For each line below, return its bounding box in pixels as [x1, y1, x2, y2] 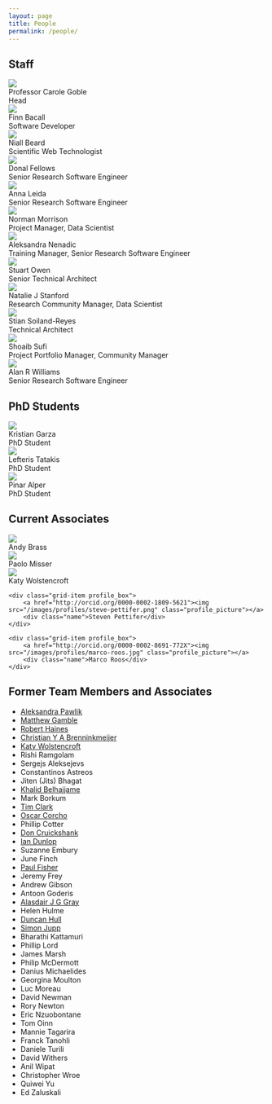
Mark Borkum [20, 793, 67, 803]
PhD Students [8, 399, 80, 413]
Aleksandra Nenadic [8, 240, 77, 249]
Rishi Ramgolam [20, 750, 75, 759]
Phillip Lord [20, 940, 59, 950]
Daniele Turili [20, 1044, 64, 1053]
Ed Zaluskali [20, 1087, 61, 1097]
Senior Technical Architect [8, 274, 98, 284]
